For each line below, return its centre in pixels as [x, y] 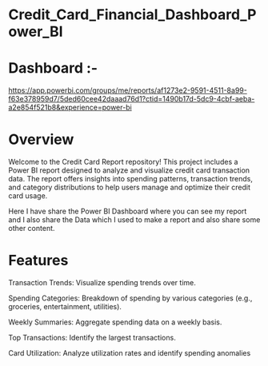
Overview [41, 139]
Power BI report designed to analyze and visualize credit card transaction [129, 170]
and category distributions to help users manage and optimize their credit [129, 187]
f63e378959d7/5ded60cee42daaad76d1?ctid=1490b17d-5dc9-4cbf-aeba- [132, 99]
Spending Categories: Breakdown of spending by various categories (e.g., [130, 298]
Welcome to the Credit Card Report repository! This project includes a [123, 162]
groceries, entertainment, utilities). [65, 306]
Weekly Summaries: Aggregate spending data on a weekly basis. [115, 322]
